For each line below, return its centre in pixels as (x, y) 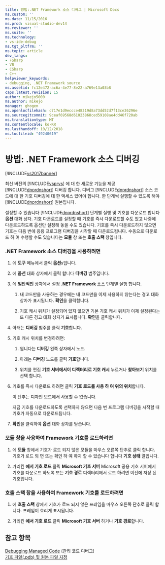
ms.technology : (21, 38)
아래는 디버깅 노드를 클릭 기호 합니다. (54, 359)
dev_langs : (16, 56)
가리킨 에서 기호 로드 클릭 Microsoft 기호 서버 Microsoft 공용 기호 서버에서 (84, 466)
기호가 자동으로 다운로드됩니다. (42, 414)
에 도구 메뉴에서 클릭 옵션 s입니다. (44, 263)
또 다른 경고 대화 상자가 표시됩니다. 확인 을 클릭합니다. (71, 317)
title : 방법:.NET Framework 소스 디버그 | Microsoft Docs (62, 10)
